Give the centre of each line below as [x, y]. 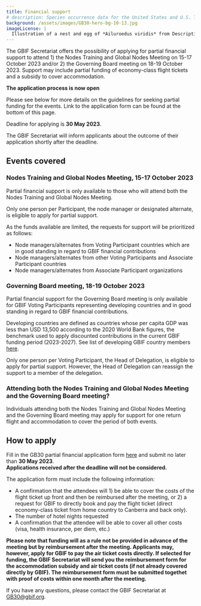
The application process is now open [53, 88]
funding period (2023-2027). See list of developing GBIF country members [98, 343]
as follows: [19, 233]
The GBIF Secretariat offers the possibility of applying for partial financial [96, 51]
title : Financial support [38, 12]
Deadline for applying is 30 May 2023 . [54, 124]
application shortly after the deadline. [52, 142]
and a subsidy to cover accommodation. [56, 77]
